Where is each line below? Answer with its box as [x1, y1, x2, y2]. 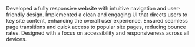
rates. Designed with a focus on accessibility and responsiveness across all [6, 30, 190, 37]
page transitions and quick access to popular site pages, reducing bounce [6, 23, 187, 30]
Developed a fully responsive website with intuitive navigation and [6, 5, 167, 12]
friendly [6, 11, 25, 18]
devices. [6, 36, 27, 42]
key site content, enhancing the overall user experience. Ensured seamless [6, 17, 189, 24]
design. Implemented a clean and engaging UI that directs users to [26, 11, 187, 18]
